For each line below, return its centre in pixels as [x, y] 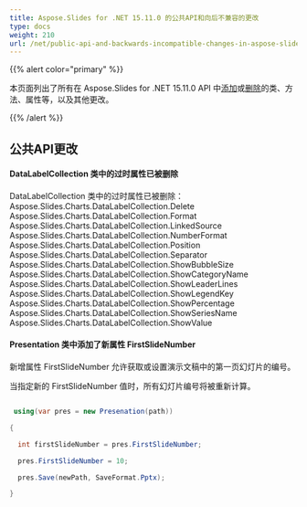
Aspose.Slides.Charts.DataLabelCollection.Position [105, 245]
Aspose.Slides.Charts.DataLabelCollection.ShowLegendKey [122, 293]
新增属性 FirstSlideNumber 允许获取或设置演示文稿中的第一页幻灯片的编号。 [153, 367]
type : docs [30, 26]
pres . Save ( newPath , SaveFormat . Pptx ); [92, 477]
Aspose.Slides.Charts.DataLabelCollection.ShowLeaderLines [124, 283]
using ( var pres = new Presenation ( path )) [93, 412]
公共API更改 [44, 148]
